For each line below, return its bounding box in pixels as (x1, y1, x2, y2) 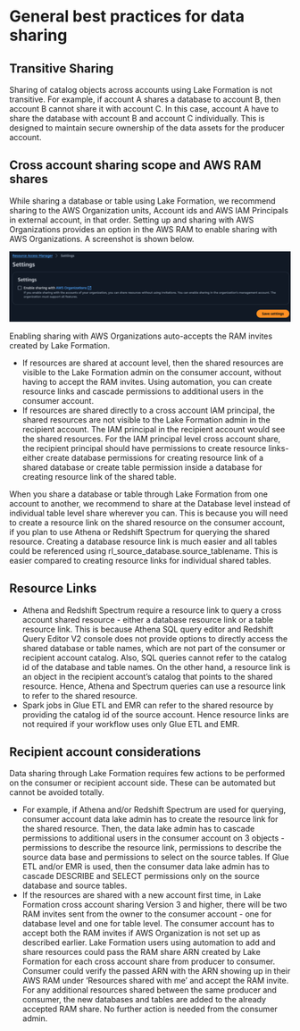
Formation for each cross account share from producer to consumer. (21, 956, 275, 967)
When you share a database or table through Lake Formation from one (9, 489, 268, 499)
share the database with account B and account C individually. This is (9, 113, 265, 123)
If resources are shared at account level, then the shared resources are (21, 357, 284, 368)
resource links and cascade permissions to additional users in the (21, 386, 264, 397)
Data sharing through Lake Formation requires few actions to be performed (9, 768, 286, 779)
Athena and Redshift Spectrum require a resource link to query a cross (21, 605, 282, 616)
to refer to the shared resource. (21, 690, 138, 700)
